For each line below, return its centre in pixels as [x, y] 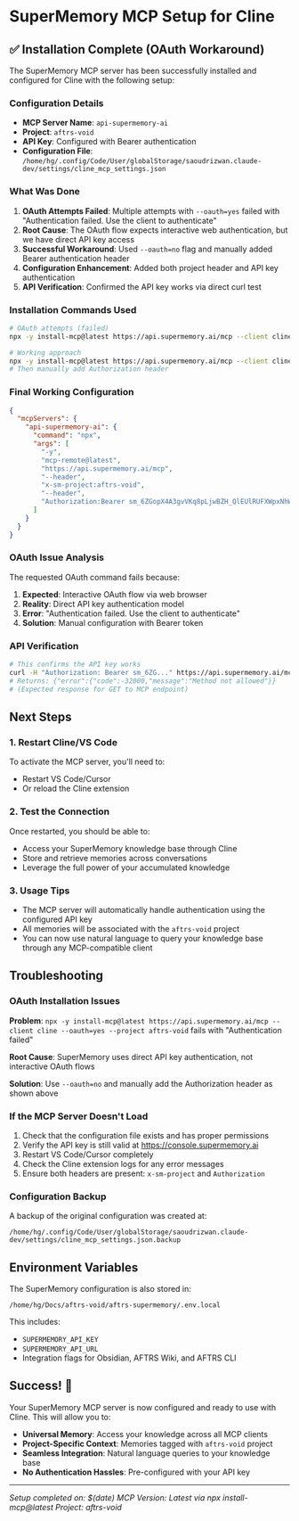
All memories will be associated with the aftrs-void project [131, 928]
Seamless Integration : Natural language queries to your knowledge [146, 1453]
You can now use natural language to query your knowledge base [143, 938]
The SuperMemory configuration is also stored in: [100, 1289]
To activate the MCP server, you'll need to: [87, 762]
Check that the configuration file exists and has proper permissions [145, 1135]
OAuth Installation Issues [65, 1001]
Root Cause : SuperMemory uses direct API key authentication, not [131, 1056]
